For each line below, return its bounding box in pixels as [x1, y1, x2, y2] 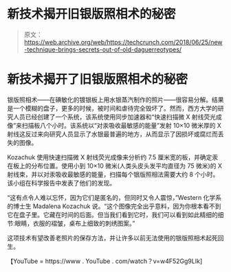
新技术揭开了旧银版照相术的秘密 [7, 71, 188, 87]
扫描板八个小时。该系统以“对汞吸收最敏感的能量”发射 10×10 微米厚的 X [21, 121, 222, 129]
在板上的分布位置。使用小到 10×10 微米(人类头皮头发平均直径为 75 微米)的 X [7, 161, 222, 170]
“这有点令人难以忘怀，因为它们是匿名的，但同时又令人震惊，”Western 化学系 [7, 193, 222, 201]
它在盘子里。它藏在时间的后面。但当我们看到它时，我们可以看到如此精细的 [7, 210, 218, 218]
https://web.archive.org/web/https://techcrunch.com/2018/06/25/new [23, 38, 223, 46]
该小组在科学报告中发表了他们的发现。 [7, 179, 115, 187]
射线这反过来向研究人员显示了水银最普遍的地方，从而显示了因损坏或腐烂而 [7, 130, 218, 138]
